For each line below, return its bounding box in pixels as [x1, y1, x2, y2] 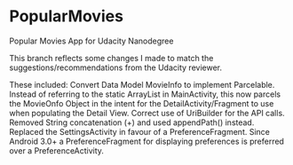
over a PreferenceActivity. [9, 145, 105, 156]
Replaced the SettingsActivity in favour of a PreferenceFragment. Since [9, 126, 271, 137]
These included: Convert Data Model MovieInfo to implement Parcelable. [9, 79, 275, 90]
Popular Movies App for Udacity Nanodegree [9, 35, 174, 46]
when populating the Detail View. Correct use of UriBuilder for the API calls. [9, 107, 286, 118]
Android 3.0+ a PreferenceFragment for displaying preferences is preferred [9, 136, 284, 146]
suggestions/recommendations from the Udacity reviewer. [9, 62, 222, 73]
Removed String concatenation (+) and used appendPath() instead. [9, 117, 255, 128]
